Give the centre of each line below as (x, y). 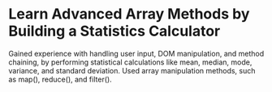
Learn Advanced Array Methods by (129, 14)
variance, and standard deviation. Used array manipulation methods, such (132, 70)
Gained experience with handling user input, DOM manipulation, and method (136, 53)
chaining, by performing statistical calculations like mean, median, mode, (130, 62)
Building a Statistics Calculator (114, 31)
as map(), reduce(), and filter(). (60, 79)
